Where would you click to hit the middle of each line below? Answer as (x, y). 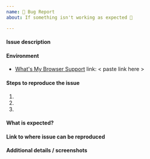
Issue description (28, 42)
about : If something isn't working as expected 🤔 (70, 17)
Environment (22, 55)
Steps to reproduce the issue (43, 83)
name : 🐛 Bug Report (31, 12)
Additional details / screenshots (47, 151)
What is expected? (30, 123)
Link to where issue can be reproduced (55, 137)
